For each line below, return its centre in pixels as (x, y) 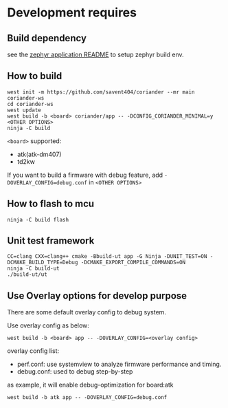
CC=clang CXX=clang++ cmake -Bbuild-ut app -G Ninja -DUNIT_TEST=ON (107, 257)
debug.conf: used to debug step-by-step (75, 372)
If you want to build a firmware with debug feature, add (85, 175)
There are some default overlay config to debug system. (87, 312)
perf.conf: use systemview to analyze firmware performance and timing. (119, 364)
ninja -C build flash (38, 219)
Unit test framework (51, 241)
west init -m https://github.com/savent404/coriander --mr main (101, 92)
